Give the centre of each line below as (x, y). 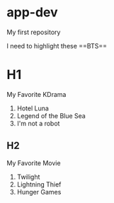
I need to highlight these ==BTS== (57, 46)
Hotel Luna (33, 108)
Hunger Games (39, 192)
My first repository (34, 32)
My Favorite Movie (34, 163)
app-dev (32, 12)
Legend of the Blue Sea (51, 115)
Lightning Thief (39, 184)
